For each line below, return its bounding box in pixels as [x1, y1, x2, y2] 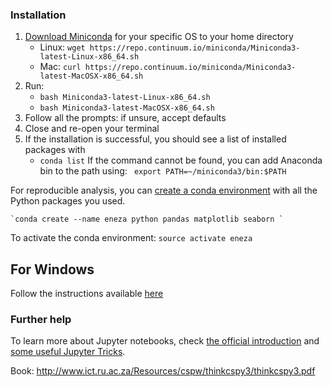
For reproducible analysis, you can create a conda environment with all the [10, 184, 318, 197]
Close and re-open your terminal [24, 123, 160, 135]
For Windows [10, 261, 95, 278]
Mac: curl [39, 61, 82, 73]
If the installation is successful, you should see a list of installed [24, 133, 287, 145]
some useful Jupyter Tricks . [10, 346, 126, 358]
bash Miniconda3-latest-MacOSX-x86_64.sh [39, 103, 215, 113]
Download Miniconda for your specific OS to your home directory [24, 31, 294, 43]
